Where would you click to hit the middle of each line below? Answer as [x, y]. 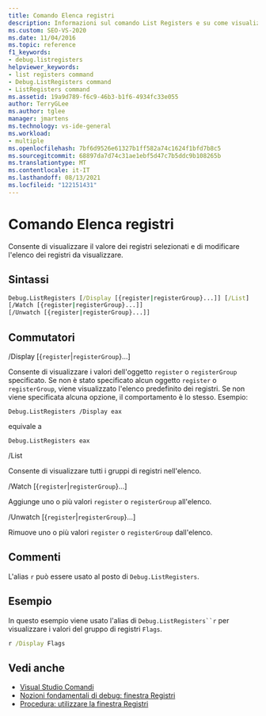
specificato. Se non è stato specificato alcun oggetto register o [112, 380]
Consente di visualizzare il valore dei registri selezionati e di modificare [124, 246]
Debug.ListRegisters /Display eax [65, 412]
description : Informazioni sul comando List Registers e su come [118, 23]
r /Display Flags [37, 643]
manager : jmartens [38, 119]
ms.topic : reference [42, 45]
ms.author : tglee [37, 112]
